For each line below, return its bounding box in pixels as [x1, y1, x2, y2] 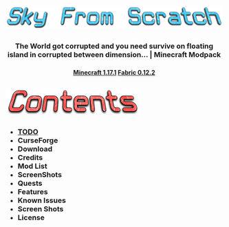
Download [17, 144, 52, 154]
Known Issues [17, 195, 66, 205]
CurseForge [17, 135, 58, 145]
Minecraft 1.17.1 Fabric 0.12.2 [73, 69, 155, 77]
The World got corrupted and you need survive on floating [14, 41, 214, 51]
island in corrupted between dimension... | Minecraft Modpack [7, 50, 221, 60]
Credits [17, 152, 43, 162]
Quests [17, 178, 43, 188]
